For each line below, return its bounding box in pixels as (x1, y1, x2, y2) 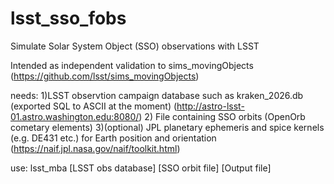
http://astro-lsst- (176, 100, 245, 112)
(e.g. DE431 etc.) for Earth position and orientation (10, 132, 217, 144)
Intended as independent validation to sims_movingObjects (10, 59, 254, 71)
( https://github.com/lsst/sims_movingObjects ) (10, 70, 200, 82)
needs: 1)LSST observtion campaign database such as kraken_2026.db (10, 89, 304, 101)
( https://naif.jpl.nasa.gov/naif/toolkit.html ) (10, 142, 181, 154)
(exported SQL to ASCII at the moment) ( (10, 100, 178, 112)
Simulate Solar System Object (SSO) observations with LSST (10, 40, 260, 52)
